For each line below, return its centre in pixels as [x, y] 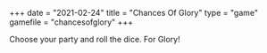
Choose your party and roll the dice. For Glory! [95, 39]
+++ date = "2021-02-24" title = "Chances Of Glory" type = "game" [134, 13]
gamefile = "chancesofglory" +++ [71, 22]
